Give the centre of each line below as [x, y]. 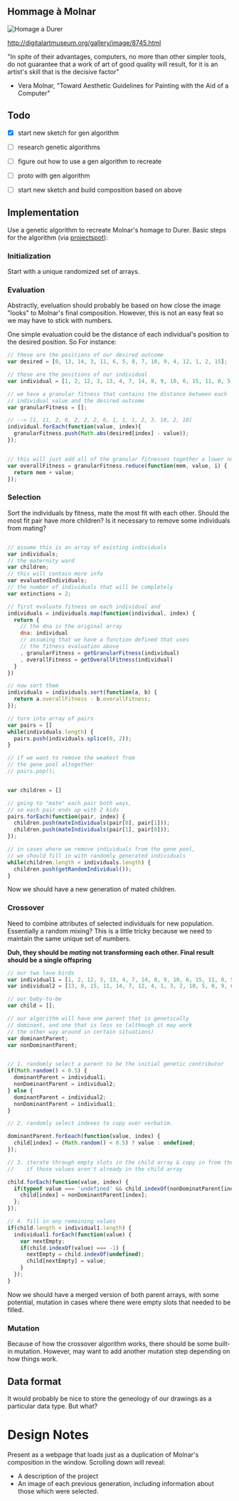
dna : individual [44, 633]
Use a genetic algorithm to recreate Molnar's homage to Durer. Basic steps [117, 230]
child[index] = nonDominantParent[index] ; [84, 1195]
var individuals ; [33, 554]
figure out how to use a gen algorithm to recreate [90, 161]
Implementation [43, 213]
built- [222, 1344]
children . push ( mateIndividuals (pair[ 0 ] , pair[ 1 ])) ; [92, 823]
